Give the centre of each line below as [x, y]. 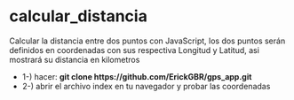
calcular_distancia [79, 16]
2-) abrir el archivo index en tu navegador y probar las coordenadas [146, 86]
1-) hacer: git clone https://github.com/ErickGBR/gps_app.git [137, 76]
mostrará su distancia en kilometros [75, 59]
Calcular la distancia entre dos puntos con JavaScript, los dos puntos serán [147, 41]
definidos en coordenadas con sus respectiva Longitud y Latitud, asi [135, 50]
